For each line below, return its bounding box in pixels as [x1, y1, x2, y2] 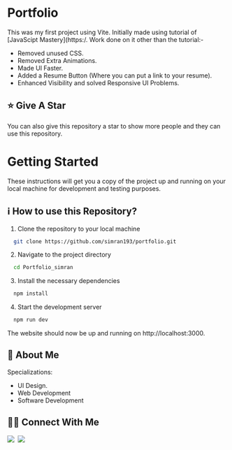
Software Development [17, 396, 84, 405]
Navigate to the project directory [17, 250, 112, 259]
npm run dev [13, 317, 49, 324]
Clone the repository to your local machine [17, 224, 140, 233]
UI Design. [17, 381, 48, 389]
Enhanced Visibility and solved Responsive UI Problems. [17, 78, 180, 87]
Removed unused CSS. [17, 49, 84, 57]
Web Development [17, 389, 71, 397]
